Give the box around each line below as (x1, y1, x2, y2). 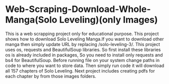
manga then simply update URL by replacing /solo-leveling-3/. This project (5, 41, 160, 47)
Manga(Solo (5, 14, 58, 25)
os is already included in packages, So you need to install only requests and (5, 51, 163, 58)
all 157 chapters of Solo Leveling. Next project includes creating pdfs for (5, 67, 155, 73)
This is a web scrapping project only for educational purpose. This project (5, 30, 159, 36)
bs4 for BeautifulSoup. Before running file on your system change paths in (5, 57, 160, 63)
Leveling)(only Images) (59, 14, 158, 25)
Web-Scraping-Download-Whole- (5, 3, 151, 15)
